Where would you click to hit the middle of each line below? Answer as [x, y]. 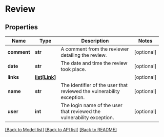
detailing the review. [84, 55]
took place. [73, 69]
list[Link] [45, 77]
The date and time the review [94, 63]
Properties [21, 27]
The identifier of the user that [94, 85]
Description [95, 41]
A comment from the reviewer [95, 49]
